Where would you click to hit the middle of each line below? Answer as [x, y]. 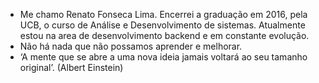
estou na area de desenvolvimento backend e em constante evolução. [164, 35]
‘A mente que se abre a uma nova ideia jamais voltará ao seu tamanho [163, 57]
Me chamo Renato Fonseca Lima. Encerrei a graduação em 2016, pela [163, 14]
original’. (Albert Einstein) [71, 67]
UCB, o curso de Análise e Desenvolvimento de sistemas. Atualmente [162, 25]
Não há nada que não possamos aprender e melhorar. [131, 46]
